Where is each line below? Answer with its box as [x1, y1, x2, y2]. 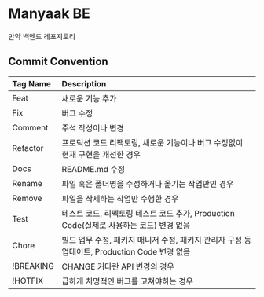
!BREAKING [12, 260, 55, 271]
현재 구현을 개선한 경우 [61, 148, 141, 159]
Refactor [12, 142, 44, 153]
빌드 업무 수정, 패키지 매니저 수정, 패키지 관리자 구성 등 [61, 234, 251, 245]
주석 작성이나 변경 [61, 123, 124, 134]
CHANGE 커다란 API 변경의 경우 [61, 261, 174, 272]
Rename [12, 178, 43, 189]
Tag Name [12, 78, 51, 89]
